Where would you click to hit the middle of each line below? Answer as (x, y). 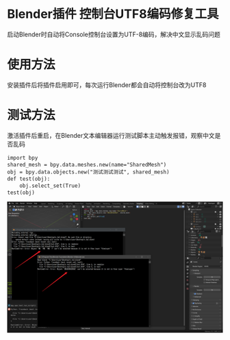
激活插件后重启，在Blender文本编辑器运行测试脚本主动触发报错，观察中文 (111, 135)
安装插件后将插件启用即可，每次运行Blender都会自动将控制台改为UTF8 (107, 85)
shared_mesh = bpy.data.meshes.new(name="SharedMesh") (87, 165)
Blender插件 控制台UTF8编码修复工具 (113, 14)
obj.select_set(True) (50, 186)
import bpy (23, 158)
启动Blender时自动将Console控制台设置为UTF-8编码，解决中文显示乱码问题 (114, 34)
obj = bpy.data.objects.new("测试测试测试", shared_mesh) (88, 172)
